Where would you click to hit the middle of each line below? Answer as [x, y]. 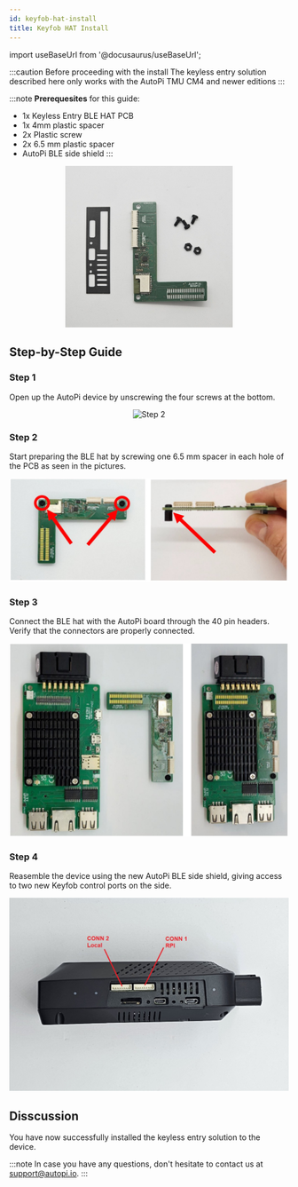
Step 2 [24, 437]
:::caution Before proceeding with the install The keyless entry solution [138, 72]
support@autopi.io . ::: [49, 1174]
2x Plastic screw [52, 134]
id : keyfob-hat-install [53, 19]
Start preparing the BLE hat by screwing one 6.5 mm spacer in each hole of [147, 456]
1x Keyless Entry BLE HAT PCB [78, 115]
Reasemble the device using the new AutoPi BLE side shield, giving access [145, 876]
